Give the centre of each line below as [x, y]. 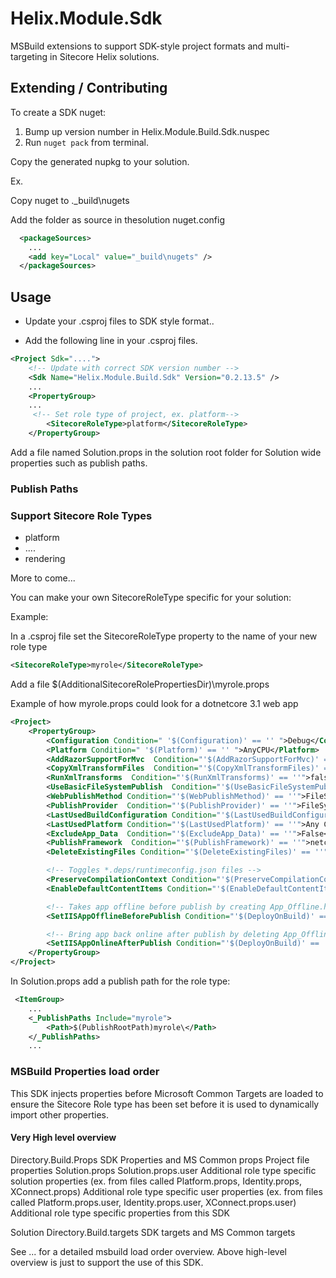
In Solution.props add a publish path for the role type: [120, 981]
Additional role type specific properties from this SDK [120, 1213]
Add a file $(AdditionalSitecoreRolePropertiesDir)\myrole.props [140, 684]
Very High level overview [63, 1138]
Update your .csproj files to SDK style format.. [119, 321]
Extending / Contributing [89, 88]
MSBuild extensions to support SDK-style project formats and [137, 46]
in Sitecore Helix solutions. [104, 56]
